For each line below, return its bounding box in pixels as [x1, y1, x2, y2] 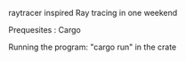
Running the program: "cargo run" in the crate [8, 42, 177, 52]
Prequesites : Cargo [8, 25, 81, 34]
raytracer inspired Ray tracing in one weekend [8, 8, 178, 18]
